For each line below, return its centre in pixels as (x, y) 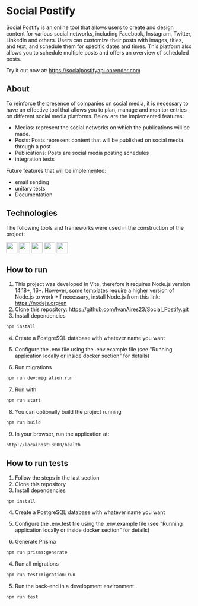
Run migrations (33, 367)
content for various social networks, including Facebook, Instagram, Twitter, (99, 33)
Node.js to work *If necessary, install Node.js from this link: (87, 297)
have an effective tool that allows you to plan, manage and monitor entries (96, 110)
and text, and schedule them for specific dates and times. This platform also (99, 46)
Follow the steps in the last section (57, 477)
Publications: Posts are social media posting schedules (82, 153)
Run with (25, 389)
